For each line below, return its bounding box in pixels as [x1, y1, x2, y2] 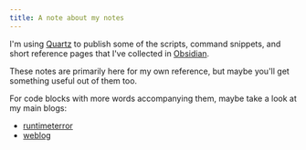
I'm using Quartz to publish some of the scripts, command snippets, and [9, 38, 281, 49]
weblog [22, 129, 52, 141]
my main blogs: [9, 102, 67, 114]
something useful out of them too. [9, 75, 138, 86]
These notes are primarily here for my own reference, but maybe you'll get [9, 65, 290, 76]
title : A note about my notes [9, 13, 125, 23]
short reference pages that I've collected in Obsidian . [9, 47, 210, 59]
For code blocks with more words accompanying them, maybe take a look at [9, 93, 297, 104]
